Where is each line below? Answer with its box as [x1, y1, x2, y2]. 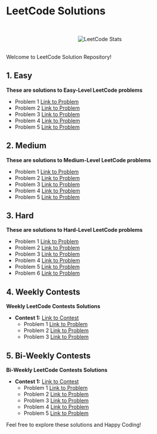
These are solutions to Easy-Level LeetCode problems [6, 86, 143, 94]
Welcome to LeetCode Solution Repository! [6, 53, 112, 60]
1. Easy [6, 70, 33, 81]
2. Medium [6, 141, 46, 151]
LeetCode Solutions [6, 4, 106, 18]
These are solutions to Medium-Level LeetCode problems [6, 156, 152, 163]
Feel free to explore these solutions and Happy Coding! [6, 421, 142, 428]
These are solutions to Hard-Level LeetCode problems [6, 227, 143, 234]
